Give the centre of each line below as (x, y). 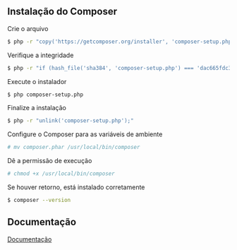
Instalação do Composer (62, 12)
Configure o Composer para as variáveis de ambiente (85, 134)
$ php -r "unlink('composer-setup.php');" (71, 121)
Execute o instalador (37, 81)
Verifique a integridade (41, 55)
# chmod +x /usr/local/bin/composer (61, 174)
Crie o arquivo (28, 28)
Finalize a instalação (37, 108)
